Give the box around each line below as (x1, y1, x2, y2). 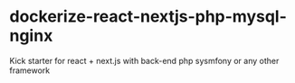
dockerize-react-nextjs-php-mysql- (9, 6, 288, 27)
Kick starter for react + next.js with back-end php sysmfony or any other (9, 55, 280, 66)
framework (9, 65, 51, 76)
